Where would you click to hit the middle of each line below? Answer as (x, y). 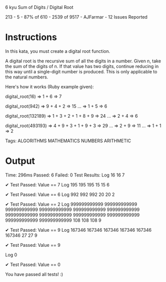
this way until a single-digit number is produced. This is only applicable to (81, 71)
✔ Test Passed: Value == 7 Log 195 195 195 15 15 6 (57, 184)
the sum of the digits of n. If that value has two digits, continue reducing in (82, 66)
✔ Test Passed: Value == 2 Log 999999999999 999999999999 (71, 204)
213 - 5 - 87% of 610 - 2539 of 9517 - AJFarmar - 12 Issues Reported (76, 17)
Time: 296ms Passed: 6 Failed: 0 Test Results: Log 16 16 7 (65, 175)
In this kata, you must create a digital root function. (58, 51)
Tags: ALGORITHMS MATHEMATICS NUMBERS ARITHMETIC (68, 141)
